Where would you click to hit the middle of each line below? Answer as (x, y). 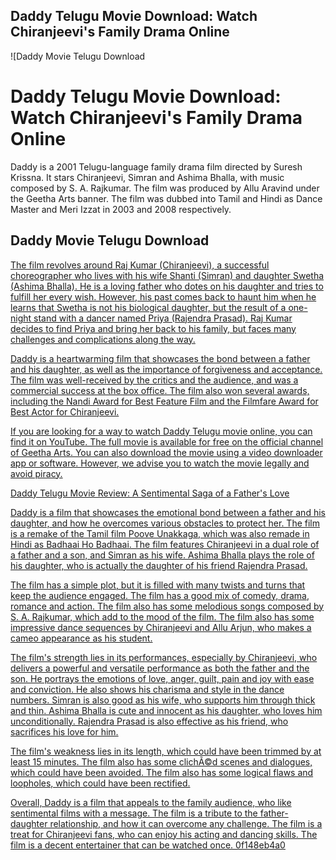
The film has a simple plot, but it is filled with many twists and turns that (158, 585)
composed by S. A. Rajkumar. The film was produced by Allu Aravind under (165, 188)
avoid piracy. (36, 473)
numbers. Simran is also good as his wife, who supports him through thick (163, 700)
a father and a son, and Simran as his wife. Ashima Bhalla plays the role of (162, 555)
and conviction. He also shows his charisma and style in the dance (147, 689)
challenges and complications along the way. (103, 339)
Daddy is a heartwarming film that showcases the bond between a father (160, 358)
